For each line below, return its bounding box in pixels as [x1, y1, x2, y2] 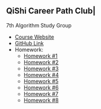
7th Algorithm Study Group [6, 21, 72, 29]
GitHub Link [14, 39, 44, 46]
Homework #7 [23, 90, 59, 97]
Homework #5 [23, 77, 59, 85]
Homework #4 [23, 71, 59, 78]
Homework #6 [23, 84, 59, 91]
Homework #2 [23, 58, 59, 66]
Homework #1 [23, 52, 58, 60]
